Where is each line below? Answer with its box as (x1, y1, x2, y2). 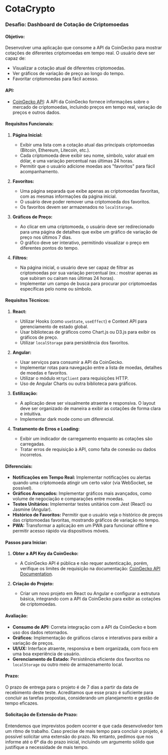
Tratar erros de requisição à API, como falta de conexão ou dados (20, 446, 156, 452)
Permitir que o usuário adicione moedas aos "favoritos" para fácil (20, 163, 155, 169)
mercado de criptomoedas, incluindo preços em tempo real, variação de (12, 104, 162, 110)
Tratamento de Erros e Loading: (12, 426, 80, 432)
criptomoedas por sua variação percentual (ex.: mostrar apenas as (20, 270, 158, 276)
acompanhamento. (20, 168, 59, 174)
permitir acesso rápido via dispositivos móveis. (12, 528, 110, 534)
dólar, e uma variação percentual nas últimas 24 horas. (20, 158, 134, 164)
